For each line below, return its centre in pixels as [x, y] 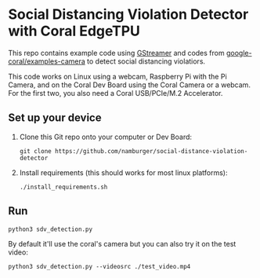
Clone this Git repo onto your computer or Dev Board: [106, 137]
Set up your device [55, 118]
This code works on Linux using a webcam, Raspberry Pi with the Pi [117, 76]
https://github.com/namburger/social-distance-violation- [151, 151]
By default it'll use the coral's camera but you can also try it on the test [122, 243]
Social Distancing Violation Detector [128, 15]
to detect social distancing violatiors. [146, 61]
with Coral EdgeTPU [74, 31]
